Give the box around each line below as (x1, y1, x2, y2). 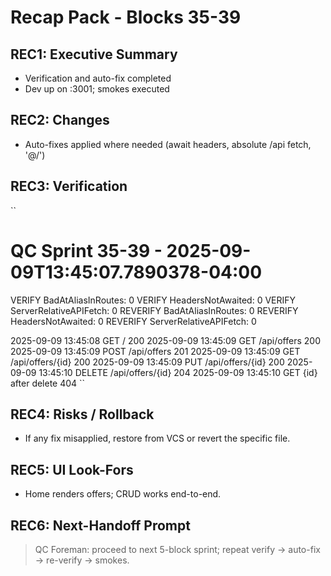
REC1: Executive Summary (10, 46, 178, 63)
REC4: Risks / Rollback (10, 406, 155, 423)
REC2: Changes (10, 112, 110, 129)
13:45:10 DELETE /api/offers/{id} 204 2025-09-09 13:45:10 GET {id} (38, 366, 318, 378)
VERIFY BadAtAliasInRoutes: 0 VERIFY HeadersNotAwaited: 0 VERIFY (10, 294, 297, 306)
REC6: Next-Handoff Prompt (10, 517, 191, 534)
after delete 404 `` (10, 377, 86, 389)
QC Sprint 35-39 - (10, 239, 163, 262)
